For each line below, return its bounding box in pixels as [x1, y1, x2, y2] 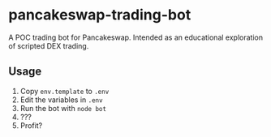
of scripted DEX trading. [8, 41, 89, 50]
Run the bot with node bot [19, 103, 107, 113]
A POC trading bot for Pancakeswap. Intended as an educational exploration [8, 32, 264, 42]
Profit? [19, 120, 43, 131]
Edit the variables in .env [19, 95, 103, 105]
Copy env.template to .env [19, 86, 110, 96]
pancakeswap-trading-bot [8, 6, 191, 24]
